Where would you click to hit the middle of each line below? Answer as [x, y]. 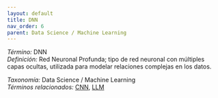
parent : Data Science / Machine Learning [67, 33]
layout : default [30, 13]
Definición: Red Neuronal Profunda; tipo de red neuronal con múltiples [106, 60]
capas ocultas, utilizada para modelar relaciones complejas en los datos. [109, 66]
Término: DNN [27, 52]
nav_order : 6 [26, 26]
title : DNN [23, 20]
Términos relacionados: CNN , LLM [56, 87]
